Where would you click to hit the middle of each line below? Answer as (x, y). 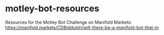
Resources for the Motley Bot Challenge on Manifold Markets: (69, 22)
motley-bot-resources (52, 9)
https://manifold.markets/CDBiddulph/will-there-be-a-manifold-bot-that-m (82, 27)
